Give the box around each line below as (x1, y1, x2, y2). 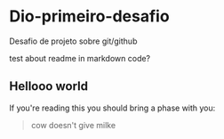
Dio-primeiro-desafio (9, 6, 171, 27)
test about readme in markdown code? (9, 53, 151, 63)
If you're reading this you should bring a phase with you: (9, 102, 216, 113)
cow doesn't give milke (30, 119, 116, 130)
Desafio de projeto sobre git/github (9, 36, 138, 46)
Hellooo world (9, 78, 89, 94)
